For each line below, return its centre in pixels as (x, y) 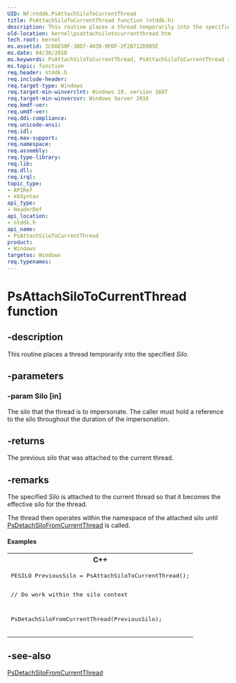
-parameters (35, 376)
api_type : (22, 203)
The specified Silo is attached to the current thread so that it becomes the (114, 497)
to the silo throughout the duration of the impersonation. (88, 419)
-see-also (29, 656)
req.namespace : (29, 145)
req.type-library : (34, 158)
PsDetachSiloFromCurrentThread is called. (69, 525)
